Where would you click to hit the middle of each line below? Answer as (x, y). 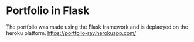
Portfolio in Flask (48, 11)
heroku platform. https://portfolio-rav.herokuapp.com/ (71, 33)
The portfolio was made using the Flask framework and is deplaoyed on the (97, 27)
